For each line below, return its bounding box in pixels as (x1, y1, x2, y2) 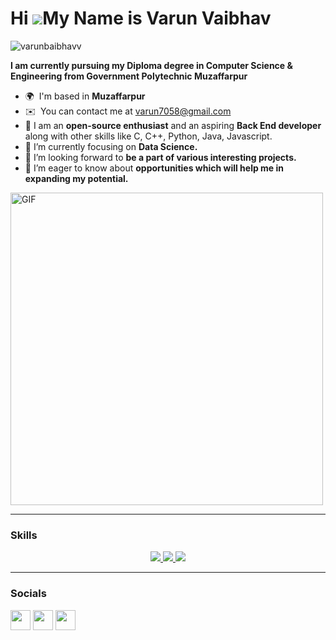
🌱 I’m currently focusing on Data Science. (24, 140, 198, 152)
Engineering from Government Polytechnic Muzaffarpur (10, 70, 248, 82)
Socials (10, 587, 47, 601)
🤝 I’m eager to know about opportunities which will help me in (24, 162, 285, 174)
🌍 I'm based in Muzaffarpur (24, 90, 146, 102)
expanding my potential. (24, 172, 129, 184)
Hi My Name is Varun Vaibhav (10, 7, 272, 30)
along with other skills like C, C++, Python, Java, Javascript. (24, 130, 273, 142)
